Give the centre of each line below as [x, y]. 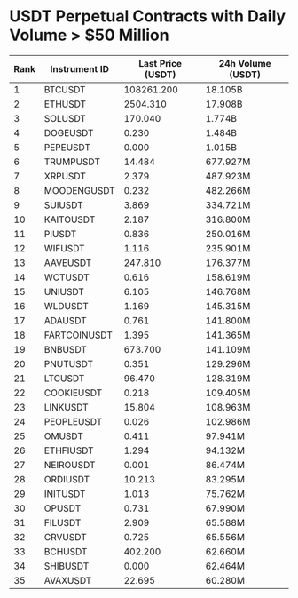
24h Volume [245, 63]
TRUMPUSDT [72, 162]
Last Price [161, 63]
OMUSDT [64, 435]
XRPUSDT [65, 176]
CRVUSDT [65, 537]
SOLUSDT [65, 118]
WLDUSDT [66, 306]
